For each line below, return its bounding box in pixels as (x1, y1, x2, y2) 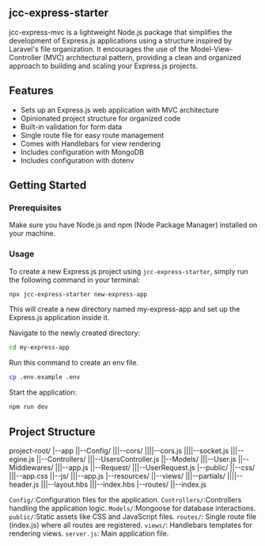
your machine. (9, 229, 56, 239)
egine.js (9, 454, 35, 464)
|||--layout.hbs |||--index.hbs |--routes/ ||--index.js (40, 479, 206, 489)
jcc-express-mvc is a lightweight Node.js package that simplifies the (9, 27, 233, 36)
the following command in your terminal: (9, 275, 141, 284)
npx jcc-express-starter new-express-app (9, 290, 148, 298)
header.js (9, 479, 40, 489)
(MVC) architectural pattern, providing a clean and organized (43, 52, 241, 62)
